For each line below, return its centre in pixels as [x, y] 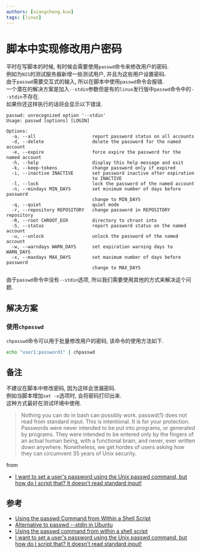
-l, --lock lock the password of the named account [103, 184]
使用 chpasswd [25, 327]
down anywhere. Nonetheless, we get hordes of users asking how [103, 447]
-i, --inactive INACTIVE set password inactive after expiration [103, 174]
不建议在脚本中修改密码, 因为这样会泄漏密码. [61, 388]
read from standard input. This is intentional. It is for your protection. [105, 422]
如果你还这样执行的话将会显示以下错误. [55, 104]
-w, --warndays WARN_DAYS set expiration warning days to [92, 247]
